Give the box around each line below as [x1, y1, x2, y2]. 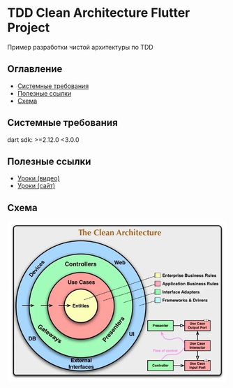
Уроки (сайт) [17, 182, 56, 190]
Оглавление [7, 63, 63, 75]
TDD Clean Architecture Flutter [7, 5, 190, 21]
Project [7, 20, 50, 36]
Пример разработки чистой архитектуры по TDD [7, 43, 153, 51]
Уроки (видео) [17, 174, 60, 182]
